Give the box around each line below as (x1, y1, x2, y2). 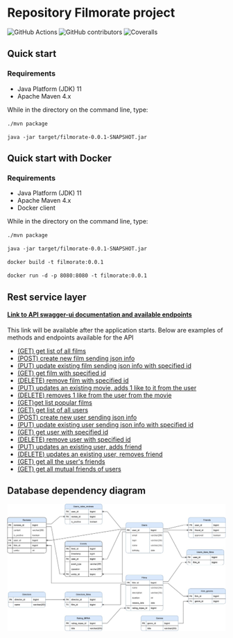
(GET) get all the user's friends (17, 457, 105, 466)
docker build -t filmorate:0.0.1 (7, 259, 104, 266)
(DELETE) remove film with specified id (17, 376, 130, 385)
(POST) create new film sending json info (17, 354, 135, 362)
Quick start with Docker (7, 153, 112, 165)
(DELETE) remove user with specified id (17, 435, 131, 444)
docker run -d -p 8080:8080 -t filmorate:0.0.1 (7, 272, 148, 279)
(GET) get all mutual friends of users (17, 464, 121, 473)
